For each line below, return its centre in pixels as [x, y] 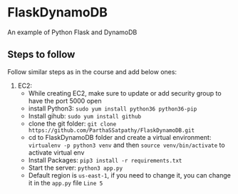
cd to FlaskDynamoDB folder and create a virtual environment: [120, 137]
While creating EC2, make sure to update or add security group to [125, 93]
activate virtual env [56, 152]
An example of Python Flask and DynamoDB [72, 32]
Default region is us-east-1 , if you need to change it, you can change [130, 175]
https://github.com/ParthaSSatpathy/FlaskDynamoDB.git [111, 130]
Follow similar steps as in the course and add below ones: [92, 71]
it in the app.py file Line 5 [66, 183]
